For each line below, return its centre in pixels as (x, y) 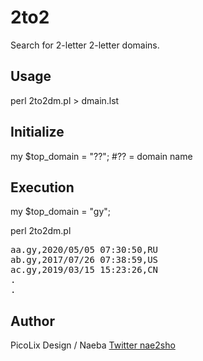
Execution (42, 187)
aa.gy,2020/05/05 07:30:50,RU (84, 250)
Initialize (37, 132)
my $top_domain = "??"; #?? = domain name (101, 156)
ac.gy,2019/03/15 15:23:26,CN (84, 270)
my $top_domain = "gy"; (61, 212)
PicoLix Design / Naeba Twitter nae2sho (93, 345)
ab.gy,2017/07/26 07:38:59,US (84, 260)
